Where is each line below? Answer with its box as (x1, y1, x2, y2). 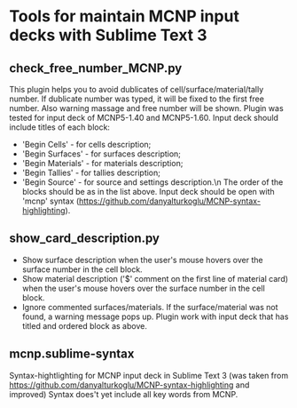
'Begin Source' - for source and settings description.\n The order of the (21, 177, 284, 188)
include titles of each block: (9, 122, 111, 132)
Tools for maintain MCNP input (9, 6, 239, 27)
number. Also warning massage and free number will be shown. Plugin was (9, 103, 284, 113)
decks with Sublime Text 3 (9, 25, 207, 45)
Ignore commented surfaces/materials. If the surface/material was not (21, 301, 278, 312)
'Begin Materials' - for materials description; (21, 158, 184, 168)
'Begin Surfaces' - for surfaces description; (21, 148, 182, 159)
